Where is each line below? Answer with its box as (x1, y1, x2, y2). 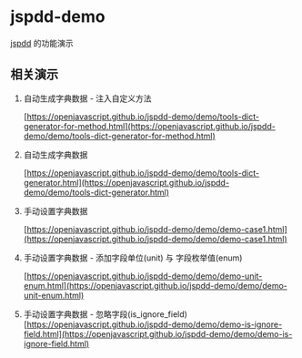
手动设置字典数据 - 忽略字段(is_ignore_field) (23, 308, 187, 320)
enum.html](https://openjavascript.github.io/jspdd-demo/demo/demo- (23, 280, 287, 291)
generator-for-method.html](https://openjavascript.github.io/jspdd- (23, 120, 276, 131)
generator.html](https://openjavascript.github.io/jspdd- (23, 177, 230, 188)
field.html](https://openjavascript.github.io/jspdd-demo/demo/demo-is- (23, 328, 293, 339)
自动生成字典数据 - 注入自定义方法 (23, 93, 153, 104)
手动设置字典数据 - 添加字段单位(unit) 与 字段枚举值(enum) (23, 252, 243, 263)
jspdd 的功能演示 (10, 37, 74, 48)
